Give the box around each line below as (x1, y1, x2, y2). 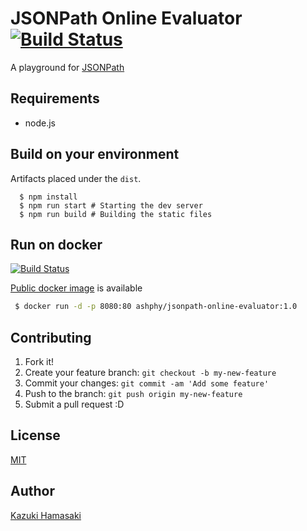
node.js (24, 117, 57, 129)
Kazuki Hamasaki (10, 509, 82, 521)
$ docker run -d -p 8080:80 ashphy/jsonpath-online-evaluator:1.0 (14, 302, 298, 312)
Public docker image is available (10, 282, 143, 294)
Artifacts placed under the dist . (10, 172, 142, 184)
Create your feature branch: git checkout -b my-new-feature (24, 367, 277, 379)
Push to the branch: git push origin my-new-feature (24, 388, 243, 400)
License (10, 427, 61, 444)
